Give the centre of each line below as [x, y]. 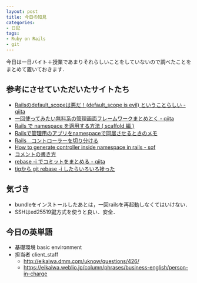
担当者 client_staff [36, 255]
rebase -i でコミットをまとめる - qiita [60, 161]
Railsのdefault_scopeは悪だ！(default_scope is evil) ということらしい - [100, 105]
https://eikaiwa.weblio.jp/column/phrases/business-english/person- [106, 268]
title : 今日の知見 [26, 17]
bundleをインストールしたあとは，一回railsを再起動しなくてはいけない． [103, 204]
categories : [21, 22]
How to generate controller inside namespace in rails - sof [85, 147]
